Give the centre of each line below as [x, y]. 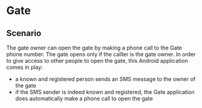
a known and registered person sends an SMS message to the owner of [105, 79]
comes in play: [25, 67]
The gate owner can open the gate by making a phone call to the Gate [94, 48]
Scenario [24, 33]
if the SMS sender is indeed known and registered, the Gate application [105, 92]
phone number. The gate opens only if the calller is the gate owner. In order [101, 54]
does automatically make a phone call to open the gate [84, 99]
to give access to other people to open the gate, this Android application [97, 61]
